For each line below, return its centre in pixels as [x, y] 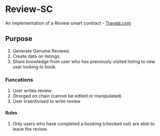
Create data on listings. [36, 56]
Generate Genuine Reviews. [41, 50]
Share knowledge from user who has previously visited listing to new [84, 61]
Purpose [19, 39]
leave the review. [30, 129]
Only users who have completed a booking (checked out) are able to [84, 124]
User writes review [32, 90]
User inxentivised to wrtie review [47, 101]
